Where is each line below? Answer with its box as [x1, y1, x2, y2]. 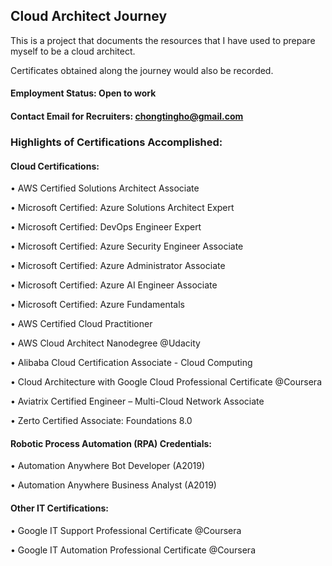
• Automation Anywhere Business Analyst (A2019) [10, 479, 217, 491]
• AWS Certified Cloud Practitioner [10, 318, 153, 330]
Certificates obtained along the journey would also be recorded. [10, 64, 274, 76]
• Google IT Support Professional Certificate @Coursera [10, 524, 242, 536]
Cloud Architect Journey [10, 8, 168, 25]
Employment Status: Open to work [10, 87, 157, 99]
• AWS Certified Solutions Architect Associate [10, 182, 200, 194]
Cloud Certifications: [10, 160, 100, 172]
